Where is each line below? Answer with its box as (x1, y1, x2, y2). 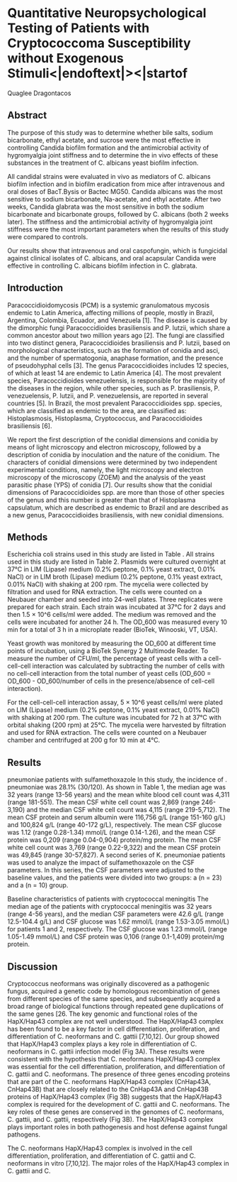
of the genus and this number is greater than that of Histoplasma (7, 496, 196, 504)
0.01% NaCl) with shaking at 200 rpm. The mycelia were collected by (7, 580, 209, 589)
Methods (7, 531, 48, 543)
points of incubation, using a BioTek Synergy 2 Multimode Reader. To (7, 647, 209, 655)
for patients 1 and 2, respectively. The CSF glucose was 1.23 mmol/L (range (7, 925, 228, 934)
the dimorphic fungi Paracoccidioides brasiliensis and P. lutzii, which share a (7, 323, 231, 332)
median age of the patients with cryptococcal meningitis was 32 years (7, 902, 212, 911)
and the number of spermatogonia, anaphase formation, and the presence (7, 354, 224, 362)
